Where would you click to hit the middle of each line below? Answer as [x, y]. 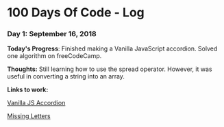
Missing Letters [29, 116]
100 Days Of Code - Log [76, 13]
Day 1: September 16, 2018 [52, 34]
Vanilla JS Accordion [36, 103]
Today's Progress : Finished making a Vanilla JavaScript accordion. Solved [112, 48]
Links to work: [28, 89]
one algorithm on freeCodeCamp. [54, 56]
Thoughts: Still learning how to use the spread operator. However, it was [110, 69]
